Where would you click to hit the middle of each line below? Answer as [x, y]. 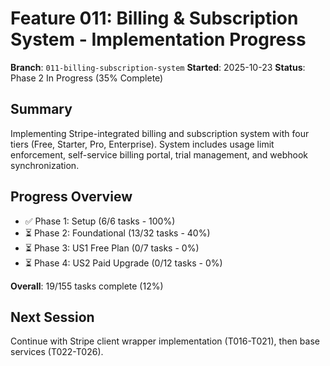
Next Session [52, 317]
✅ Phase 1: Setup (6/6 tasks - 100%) [100, 221]
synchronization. [45, 165]
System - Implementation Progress [158, 39]
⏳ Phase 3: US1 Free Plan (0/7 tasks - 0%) [112, 248]
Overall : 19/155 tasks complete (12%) [87, 286]
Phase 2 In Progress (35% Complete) [87, 78]
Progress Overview [71, 197]
